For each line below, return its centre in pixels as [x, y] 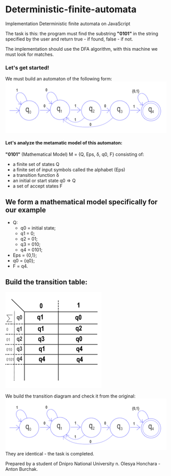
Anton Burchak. [22, 469]
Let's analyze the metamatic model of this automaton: [64, 143]
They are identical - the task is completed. [50, 453]
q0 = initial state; [38, 228]
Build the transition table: [47, 282]
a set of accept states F [38, 186]
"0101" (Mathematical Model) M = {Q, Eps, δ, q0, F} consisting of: [75, 154]
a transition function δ [36, 175]
